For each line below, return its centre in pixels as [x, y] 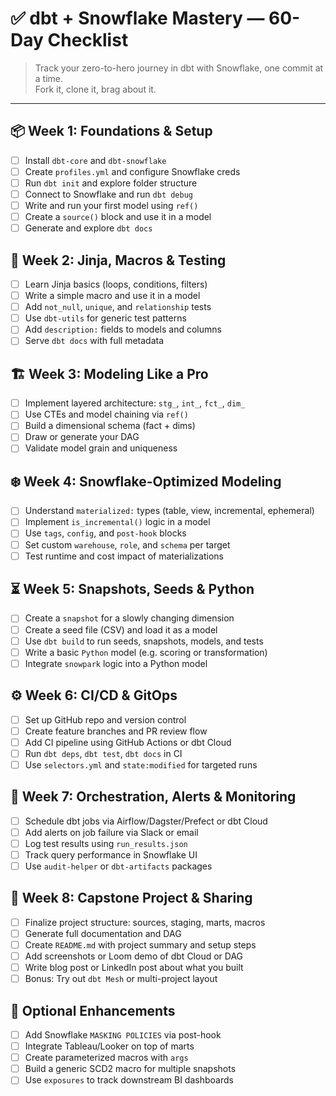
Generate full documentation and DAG [103, 933]
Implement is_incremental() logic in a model [117, 522]
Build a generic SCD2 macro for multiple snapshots [130, 1069]
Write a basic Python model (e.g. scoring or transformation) [146, 652]
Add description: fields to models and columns [123, 329]
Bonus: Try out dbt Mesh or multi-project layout [121, 979]
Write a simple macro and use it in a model [112, 296]
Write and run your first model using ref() [111, 205]
